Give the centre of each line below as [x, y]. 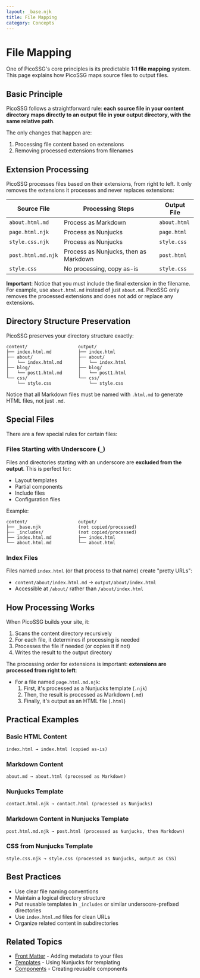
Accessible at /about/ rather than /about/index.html [79, 588]
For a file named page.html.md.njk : [57, 682]
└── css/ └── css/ [53, 378]
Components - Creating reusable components [71, 969]
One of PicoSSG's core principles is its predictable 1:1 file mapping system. [99, 69]
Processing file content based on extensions [69, 145]
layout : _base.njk [29, 12]
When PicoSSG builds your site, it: [48, 621]
